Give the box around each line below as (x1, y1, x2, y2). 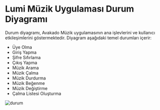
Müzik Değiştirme (12, 85, 48, 91)
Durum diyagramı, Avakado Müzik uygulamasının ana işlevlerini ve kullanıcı (5, 30, 155, 35)
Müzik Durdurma (12, 75, 46, 81)
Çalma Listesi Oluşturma (12, 91, 61, 96)
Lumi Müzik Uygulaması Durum (5, 3, 134, 15)
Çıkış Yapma (12, 60, 38, 65)
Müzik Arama (12, 64, 39, 71)
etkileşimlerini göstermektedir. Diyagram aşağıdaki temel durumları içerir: (5, 35, 152, 41)
